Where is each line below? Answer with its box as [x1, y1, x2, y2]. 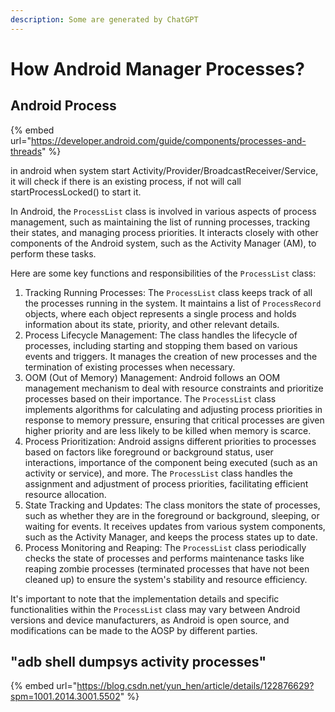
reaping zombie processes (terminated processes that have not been [24, 562, 310, 575]
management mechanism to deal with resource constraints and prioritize [24, 382, 324, 394]
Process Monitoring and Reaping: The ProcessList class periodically [24, 541, 307, 553]
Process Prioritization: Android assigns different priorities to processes [24, 435, 317, 447]
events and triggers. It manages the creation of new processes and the [24, 350, 318, 362]
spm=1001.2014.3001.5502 [10, 691, 121, 703]
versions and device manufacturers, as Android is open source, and [10, 614, 290, 626]
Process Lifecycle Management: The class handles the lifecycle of [24, 329, 298, 341]
